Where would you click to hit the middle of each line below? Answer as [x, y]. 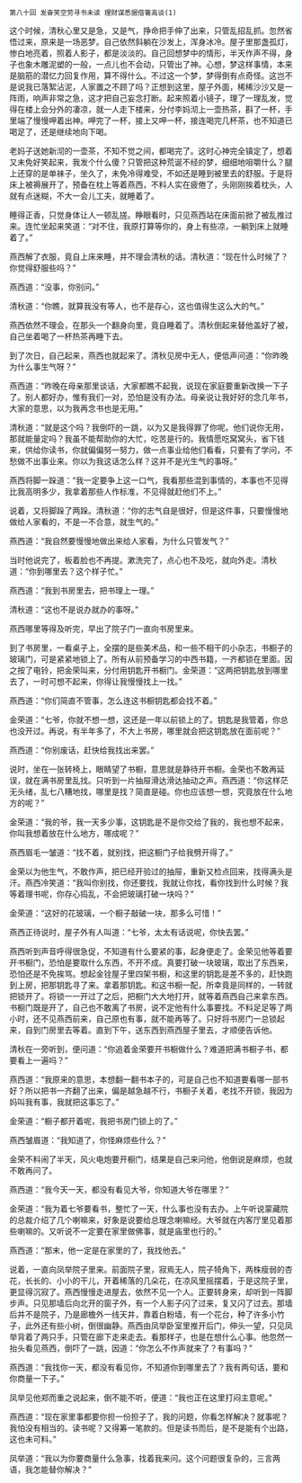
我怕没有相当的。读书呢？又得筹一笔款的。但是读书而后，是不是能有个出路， [151, 1428]
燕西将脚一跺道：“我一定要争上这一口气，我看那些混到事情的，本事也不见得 [149, 480]
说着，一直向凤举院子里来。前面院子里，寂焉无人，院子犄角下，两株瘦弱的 [147, 1269]
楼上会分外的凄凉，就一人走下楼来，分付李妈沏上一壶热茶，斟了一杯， [155, 109]
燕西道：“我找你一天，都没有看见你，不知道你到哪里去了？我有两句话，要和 [149, 1367]
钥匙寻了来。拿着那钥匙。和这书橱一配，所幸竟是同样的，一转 [170, 985]
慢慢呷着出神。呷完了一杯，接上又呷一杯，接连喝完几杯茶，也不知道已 [163, 121]
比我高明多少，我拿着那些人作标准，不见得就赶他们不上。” [115, 491]
